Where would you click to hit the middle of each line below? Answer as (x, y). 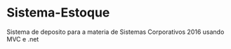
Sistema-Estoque (58, 13)
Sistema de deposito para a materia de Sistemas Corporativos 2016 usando (115, 32)
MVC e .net (23, 39)
